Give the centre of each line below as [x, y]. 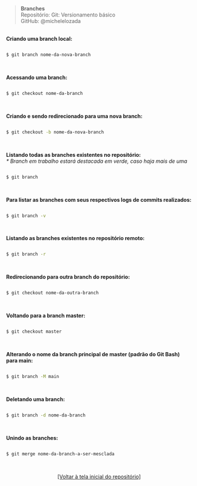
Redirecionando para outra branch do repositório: [68, 277]
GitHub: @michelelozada [51, 21]
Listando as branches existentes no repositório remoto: [75, 238]
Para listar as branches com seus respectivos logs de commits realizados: [99, 199]
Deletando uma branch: [36, 399]
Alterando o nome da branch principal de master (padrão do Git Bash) [93, 354]
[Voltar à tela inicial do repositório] [99, 477]
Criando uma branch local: [39, 39]
